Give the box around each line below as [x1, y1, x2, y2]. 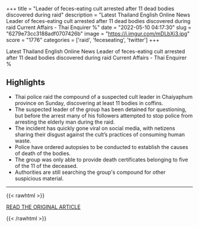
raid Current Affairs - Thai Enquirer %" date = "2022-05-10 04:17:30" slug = [6, 24, 192, 31]
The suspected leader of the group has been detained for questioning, [14, 106, 187, 113]
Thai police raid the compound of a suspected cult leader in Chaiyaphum [14, 93, 193, 100]
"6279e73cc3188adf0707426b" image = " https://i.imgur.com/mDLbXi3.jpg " [6, 30, 190, 37]
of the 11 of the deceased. [14, 162, 78, 169]
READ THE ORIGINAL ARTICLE [6, 203, 81, 210]
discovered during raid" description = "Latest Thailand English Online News [6, 11, 191, 18]
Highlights [6, 77, 46, 87]
